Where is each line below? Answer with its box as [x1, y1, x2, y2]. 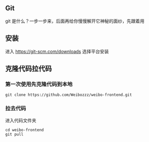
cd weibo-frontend [5, 127, 44, 132]
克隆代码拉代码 [5, 65, 52, 73]
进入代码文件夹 [5, 117, 36, 123]
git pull [5, 131, 24, 137]
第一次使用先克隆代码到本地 [5, 80, 73, 87]
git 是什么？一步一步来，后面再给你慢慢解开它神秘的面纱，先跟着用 [5, 18, 145, 24]
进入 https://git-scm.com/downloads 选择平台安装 [5, 48, 109, 54]
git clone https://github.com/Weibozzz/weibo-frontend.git [5, 92, 132, 97]
